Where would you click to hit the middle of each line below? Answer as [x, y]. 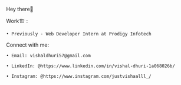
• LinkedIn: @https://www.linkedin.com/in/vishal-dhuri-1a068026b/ [91, 66]
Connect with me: [27, 45]
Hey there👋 [20, 9]
